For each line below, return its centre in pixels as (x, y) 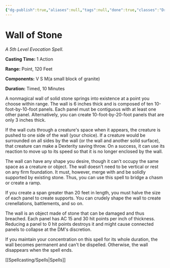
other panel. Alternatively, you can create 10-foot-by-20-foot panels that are (85, 114)
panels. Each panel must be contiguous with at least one (97, 109)
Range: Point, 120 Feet (29, 69)
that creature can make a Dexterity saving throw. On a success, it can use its (85, 146)
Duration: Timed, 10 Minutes (35, 88)
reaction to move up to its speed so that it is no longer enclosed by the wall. (84, 151)
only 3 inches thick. (26, 120)
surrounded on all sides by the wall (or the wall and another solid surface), (83, 141)
